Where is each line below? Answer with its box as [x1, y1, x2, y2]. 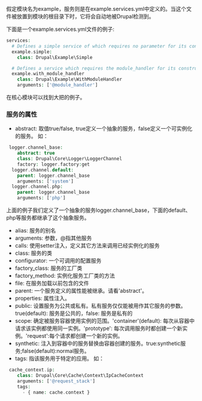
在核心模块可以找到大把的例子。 [6, 94, 85, 101]
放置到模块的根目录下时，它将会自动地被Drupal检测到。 [16, 13, 155, 20]
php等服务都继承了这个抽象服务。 [6, 214, 90, 222]
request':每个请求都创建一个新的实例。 [26, 332, 123, 340]
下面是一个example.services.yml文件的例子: [6, 26, 115, 33]
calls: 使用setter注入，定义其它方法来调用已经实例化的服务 [14, 242, 160, 249]
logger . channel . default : [11, 167, 74, 173]
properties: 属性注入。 [14, 294, 70, 302]
